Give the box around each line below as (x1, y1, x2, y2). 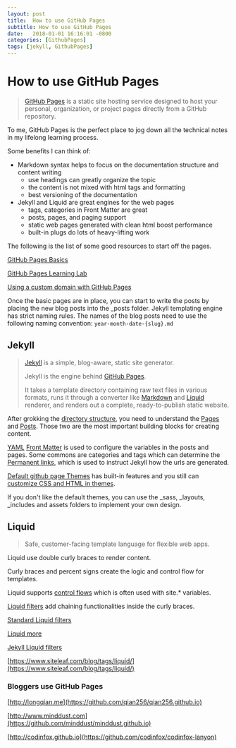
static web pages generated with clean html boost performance (27, 220, 213, 229)
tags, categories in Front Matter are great (27, 206, 148, 214)
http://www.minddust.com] (9, 711, 88, 720)
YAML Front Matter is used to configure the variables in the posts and (7, 443, 209, 451)
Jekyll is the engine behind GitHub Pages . (24, 372, 147, 380)
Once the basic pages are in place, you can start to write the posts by (7, 296, 209, 304)
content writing (17, 167, 62, 177)
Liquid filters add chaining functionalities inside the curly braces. (7, 602, 195, 610)
